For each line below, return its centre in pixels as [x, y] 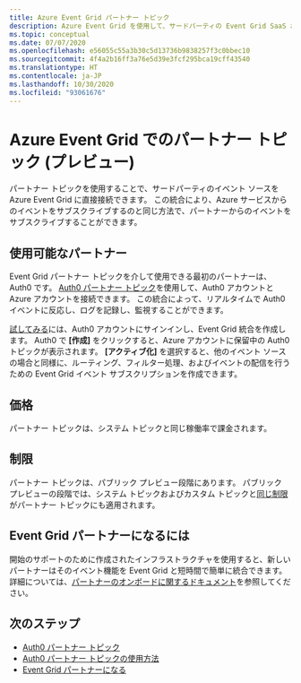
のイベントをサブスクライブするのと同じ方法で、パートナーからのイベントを [150, 211]
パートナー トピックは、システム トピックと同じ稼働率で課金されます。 [141, 428]
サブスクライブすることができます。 [76, 222]
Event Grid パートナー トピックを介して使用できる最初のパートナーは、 [140, 277]
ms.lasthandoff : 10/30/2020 [62, 84]
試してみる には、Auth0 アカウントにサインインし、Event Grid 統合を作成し [148, 329]
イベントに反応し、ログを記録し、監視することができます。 [119, 310]
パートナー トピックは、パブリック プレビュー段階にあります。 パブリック [146, 482]
